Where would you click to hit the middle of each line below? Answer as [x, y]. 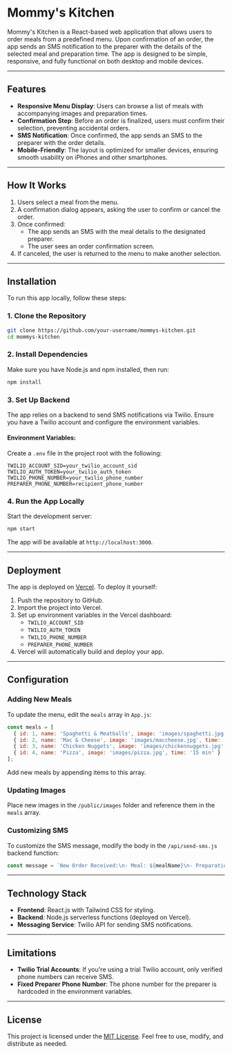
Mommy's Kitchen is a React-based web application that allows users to [110, 32]
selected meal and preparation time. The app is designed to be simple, [107, 54]
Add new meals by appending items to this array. [77, 772]
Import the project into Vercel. [59, 608]
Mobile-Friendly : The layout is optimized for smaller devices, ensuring [118, 150]
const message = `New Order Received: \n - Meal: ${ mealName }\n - [100, 865]
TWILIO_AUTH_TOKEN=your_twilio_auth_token [69, 472]
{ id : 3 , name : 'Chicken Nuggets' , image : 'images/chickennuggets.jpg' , [120, 747]
